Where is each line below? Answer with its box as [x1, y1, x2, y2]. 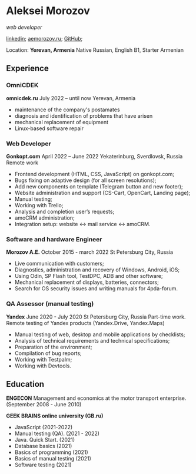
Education [6, 379, 45, 389]
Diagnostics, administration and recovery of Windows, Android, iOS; [14, 266, 180, 273]
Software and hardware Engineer [6, 235, 102, 243]
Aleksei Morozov [6, 4, 90, 18]
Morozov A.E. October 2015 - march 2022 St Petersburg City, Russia [6, 248, 174, 256]
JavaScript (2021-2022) [14, 424, 73, 431]
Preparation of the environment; [14, 343, 92, 350]
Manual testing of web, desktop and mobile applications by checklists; [14, 331, 185, 338]
